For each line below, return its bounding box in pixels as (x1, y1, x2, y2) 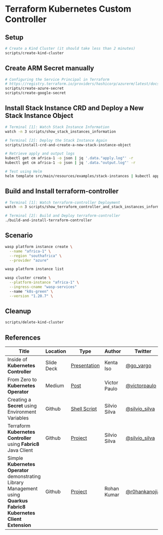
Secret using (7, 402, 37, 409)
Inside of (7, 356, 28, 363)
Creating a (7, 396, 32, 403)
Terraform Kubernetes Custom (5, 3, 131, 15)
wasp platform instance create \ (5, 244, 73, 249)
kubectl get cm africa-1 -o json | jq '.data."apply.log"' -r (5, 156, 133, 161)
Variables (7, 415, 29, 421)
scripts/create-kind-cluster (5, 50, 64, 56)
